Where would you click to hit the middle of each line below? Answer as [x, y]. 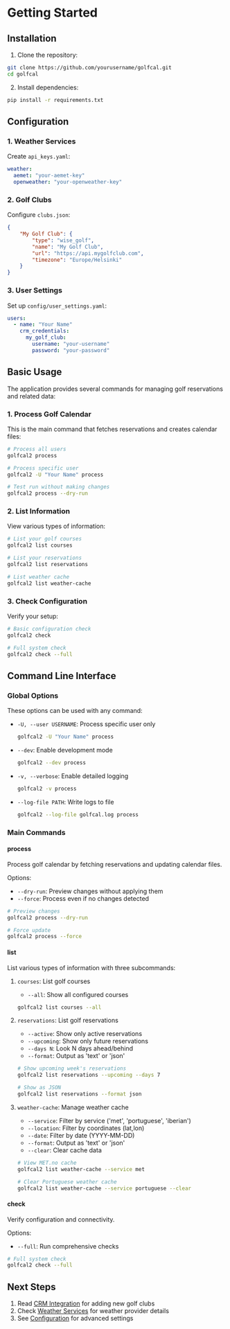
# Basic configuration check [49, 628]
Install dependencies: [48, 87]
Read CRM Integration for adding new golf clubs [86, 1303]
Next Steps [32, 1287]
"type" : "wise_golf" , [63, 240]
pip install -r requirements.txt [55, 100]
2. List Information [39, 511]
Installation [32, 38]
